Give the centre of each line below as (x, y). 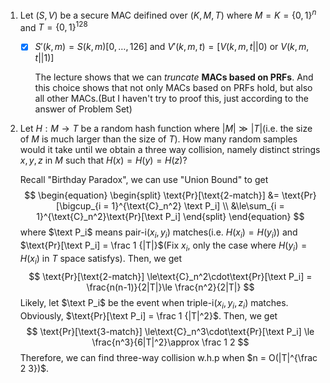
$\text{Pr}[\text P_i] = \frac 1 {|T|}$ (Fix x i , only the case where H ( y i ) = (163, 246)
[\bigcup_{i (79, 206)
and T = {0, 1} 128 (53, 26)
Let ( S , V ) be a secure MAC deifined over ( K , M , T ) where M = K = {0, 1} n (168, 14)
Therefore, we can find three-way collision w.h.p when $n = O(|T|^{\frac (168, 357)
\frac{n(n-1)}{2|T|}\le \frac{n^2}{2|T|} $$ (170, 287)
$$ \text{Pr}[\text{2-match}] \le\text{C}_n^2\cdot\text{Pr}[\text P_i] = (170, 276)
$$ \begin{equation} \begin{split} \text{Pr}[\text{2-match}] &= (152, 195)
